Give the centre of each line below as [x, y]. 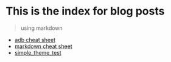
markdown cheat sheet [43, 46]
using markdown [42, 28]
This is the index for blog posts [85, 11]
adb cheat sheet [35, 40]
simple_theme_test [38, 52]
